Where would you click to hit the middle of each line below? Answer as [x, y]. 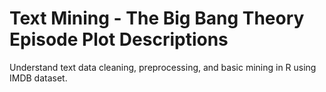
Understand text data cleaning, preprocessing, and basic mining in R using [163, 67]
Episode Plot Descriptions [119, 39]
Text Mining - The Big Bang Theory [157, 18]
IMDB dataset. [38, 78]
